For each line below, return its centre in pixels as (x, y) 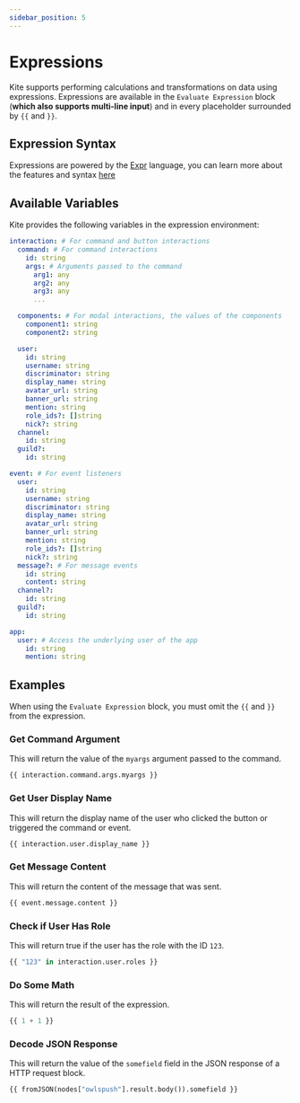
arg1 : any (51, 275)
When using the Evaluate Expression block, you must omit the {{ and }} (142, 707)
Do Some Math (42, 984)
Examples (37, 685)
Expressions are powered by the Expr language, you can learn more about (146, 165)
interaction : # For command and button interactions (110, 242)
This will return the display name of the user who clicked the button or (139, 817)
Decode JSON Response (64, 1044)
